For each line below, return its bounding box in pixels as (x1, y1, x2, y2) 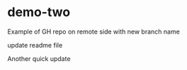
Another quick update (7, 54, 71, 63)
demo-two (7, 4, 71, 20)
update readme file (7, 41, 63, 49)
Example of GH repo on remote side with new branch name (7, 27, 181, 36)
